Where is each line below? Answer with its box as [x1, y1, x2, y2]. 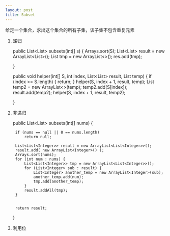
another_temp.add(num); [33, 174, 84, 179]
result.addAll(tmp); [24, 188, 68, 193]
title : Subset [5, 12, 36, 17]
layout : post [5, 7, 33, 13]
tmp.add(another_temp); [33, 179, 84, 184]
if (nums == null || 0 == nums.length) [15, 129, 100, 135]
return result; [15, 205, 47, 211]
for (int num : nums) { [15, 156, 66, 162]
